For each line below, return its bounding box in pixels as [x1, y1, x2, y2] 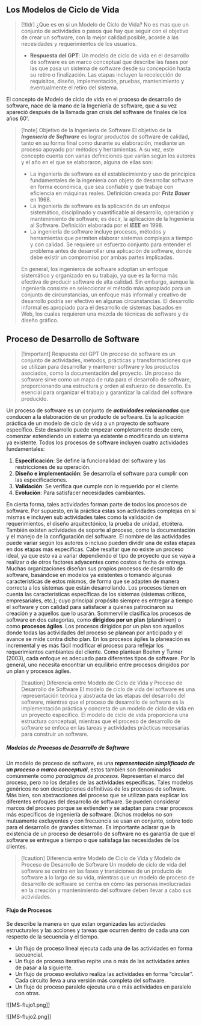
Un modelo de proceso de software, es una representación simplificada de [6, 759, 195, 766]
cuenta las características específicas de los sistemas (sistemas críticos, [6, 590, 186, 597]
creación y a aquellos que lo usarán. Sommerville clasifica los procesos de [6, 610, 191, 617]
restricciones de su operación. [14, 463, 91, 470]
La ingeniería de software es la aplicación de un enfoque [29, 202, 171, 209]
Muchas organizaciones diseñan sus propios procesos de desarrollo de [6, 564, 183, 572]
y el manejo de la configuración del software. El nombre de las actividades [6, 532, 191, 540]
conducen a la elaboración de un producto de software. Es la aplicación [6, 413, 184, 420]
